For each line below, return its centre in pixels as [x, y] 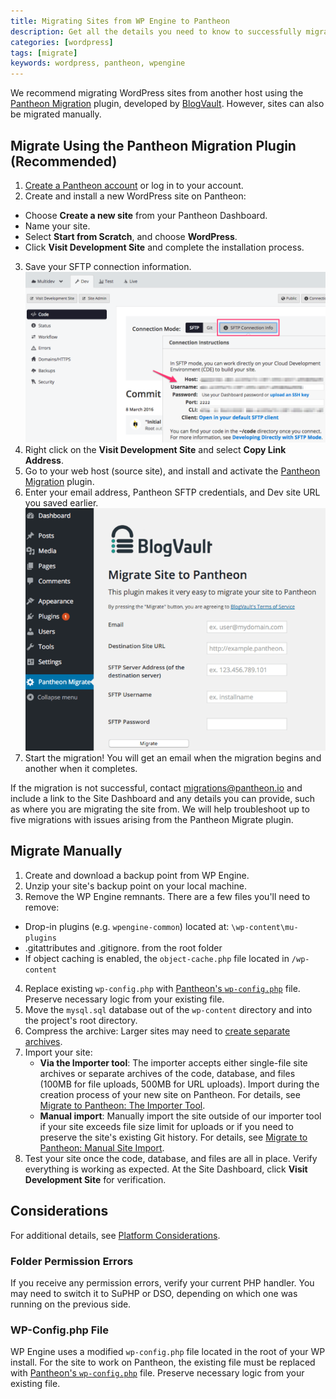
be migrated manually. [56, 114]
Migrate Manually [66, 851]
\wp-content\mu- [265, 927]
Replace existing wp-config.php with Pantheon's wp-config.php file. [162, 988]
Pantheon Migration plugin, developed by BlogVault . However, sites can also [167, 104]
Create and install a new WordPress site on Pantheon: [135, 196]
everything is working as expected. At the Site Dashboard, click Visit [166, 1169]
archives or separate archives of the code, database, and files [167, 1073]
